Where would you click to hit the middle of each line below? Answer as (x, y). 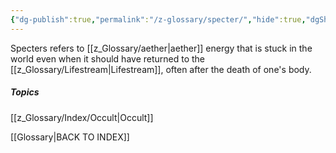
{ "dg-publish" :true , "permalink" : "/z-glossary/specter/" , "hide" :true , (158, 19)
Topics (25, 92)
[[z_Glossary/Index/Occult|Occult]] (82, 117)
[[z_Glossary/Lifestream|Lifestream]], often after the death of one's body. (161, 69)
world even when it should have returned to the (108, 58)
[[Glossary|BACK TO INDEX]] (70, 137)
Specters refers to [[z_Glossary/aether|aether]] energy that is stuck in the (161, 48)
